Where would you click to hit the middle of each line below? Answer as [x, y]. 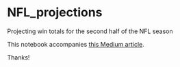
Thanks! [18, 57]
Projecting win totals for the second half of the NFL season [90, 31]
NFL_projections [55, 13]
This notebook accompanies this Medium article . [76, 44]
